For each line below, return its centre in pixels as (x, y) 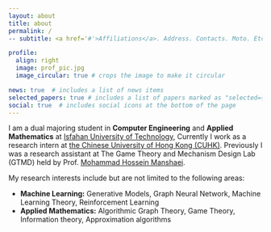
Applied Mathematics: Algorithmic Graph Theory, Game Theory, (127, 211)
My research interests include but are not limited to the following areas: (127, 178)
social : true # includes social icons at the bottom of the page (122, 105)
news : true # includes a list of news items (86, 90)
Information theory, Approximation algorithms (96, 220)
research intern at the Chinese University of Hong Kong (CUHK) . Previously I (135, 146)
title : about (30, 23)
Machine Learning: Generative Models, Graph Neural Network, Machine (140, 194)
